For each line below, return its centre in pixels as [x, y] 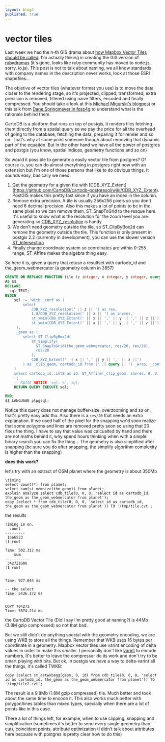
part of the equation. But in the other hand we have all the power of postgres [82, 145]
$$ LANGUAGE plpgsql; [27, 401]
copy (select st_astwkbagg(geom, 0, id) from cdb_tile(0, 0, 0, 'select [81, 675]
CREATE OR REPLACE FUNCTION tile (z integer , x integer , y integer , [77, 277]
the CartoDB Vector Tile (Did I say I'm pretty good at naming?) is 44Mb [77, 620]
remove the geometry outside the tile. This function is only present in [82, 232]
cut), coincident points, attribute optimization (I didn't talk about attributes [80, 729]
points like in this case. [28, 709]
